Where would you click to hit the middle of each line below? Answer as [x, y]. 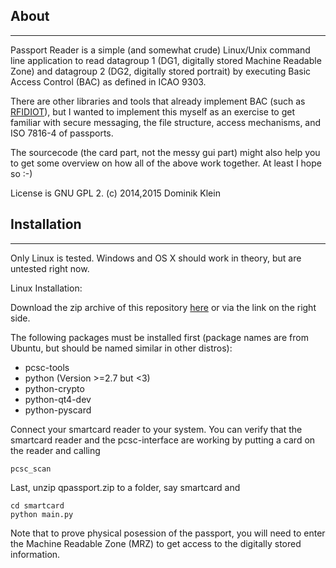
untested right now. [50, 268]
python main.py [42, 514]
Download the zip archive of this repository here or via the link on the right [163, 307]
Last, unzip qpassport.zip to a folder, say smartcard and [125, 487]
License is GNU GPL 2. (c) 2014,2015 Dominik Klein [115, 193]
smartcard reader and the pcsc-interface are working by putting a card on [163, 440]
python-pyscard [58, 410]
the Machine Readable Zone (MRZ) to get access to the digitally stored [156, 543]
